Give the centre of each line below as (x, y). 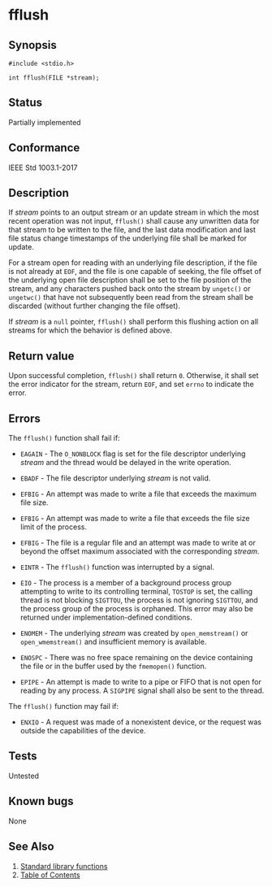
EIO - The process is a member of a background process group (126, 583)
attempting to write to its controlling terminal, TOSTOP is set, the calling (136, 592)
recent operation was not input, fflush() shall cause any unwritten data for (134, 221)
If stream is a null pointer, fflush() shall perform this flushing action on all (133, 322)
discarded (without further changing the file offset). (95, 306)
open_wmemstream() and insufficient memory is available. (113, 642)
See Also (31, 847)
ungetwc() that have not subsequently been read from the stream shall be (131, 298)
